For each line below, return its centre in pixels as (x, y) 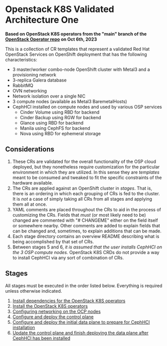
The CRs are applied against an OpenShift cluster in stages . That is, (82, 188)
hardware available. (33, 183)
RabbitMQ (23, 85)
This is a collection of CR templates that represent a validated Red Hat (77, 49)
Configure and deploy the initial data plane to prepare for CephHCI (81, 322)
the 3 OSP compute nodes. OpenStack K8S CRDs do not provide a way (86, 252)
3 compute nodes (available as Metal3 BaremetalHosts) (70, 101)
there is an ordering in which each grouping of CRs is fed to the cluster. (86, 193)
